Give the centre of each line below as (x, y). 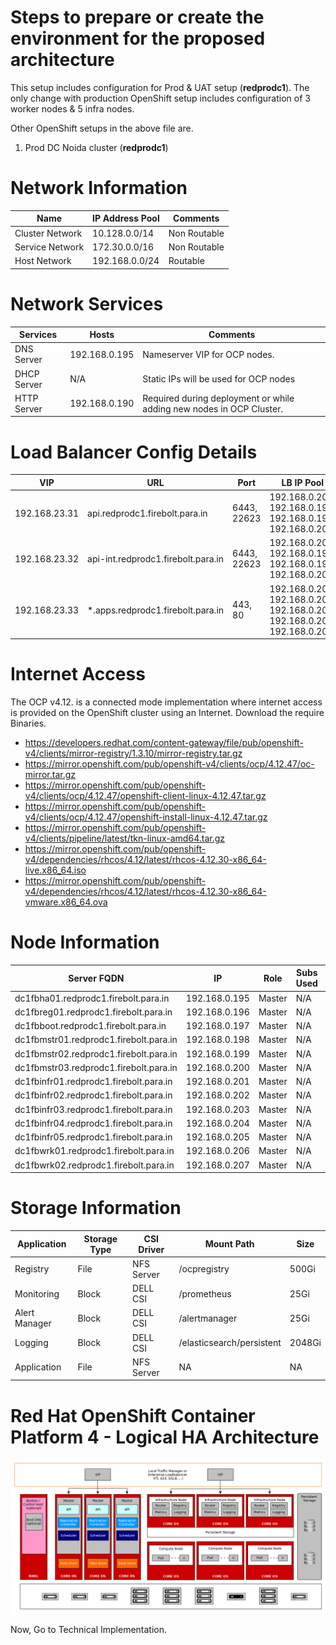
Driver (151, 1249)
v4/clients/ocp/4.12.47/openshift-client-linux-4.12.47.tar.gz (145, 795)
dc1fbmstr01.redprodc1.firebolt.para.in (96, 1040)
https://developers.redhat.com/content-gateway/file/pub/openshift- (164, 742)
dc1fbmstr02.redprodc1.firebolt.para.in (96, 1053)
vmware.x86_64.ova (66, 902)
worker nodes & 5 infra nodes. (72, 108)
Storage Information (96, 1208)
